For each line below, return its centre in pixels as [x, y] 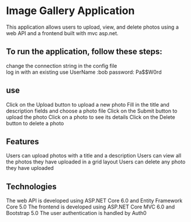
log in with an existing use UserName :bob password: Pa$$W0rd [84, 72]
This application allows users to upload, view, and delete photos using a [93, 27]
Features [22, 141]
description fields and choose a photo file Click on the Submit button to [92, 111]
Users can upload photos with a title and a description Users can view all [94, 156]
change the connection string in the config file [62, 66]
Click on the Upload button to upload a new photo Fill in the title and [88, 104]
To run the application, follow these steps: [84, 52]
